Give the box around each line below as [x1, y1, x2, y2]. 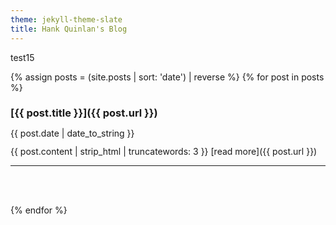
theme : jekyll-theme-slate [10, 14, 123, 25]
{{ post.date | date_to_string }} [10, 127, 135, 139]
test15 [10, 51, 35, 63]
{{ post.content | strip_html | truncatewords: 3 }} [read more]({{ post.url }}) [10, 146, 318, 158]
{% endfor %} [10, 204, 68, 216]
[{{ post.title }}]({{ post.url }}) [10, 106, 158, 120]
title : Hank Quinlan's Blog [10, 24, 128, 34]
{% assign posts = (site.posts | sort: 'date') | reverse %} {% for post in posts [10, 71, 325, 83]
